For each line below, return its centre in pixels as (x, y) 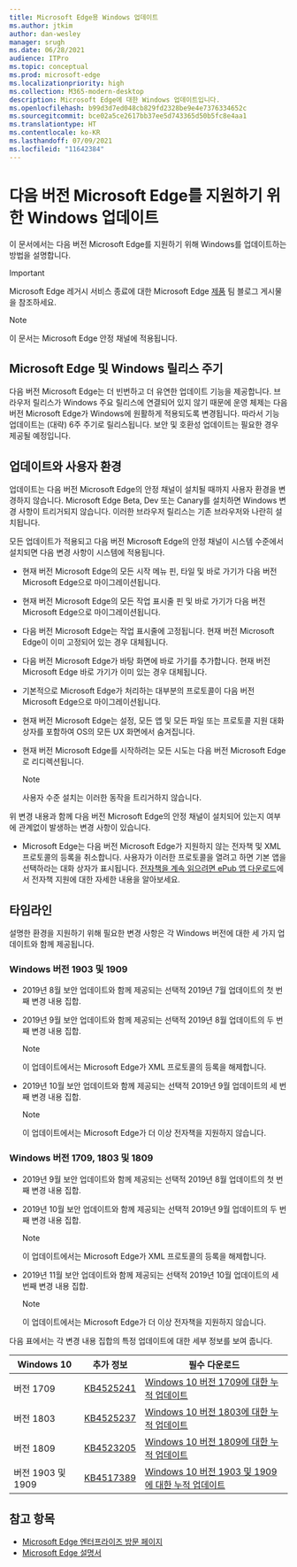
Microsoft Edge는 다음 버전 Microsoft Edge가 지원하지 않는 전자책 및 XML (151, 846)
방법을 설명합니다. (40, 255)
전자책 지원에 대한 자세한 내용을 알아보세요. (106, 880)
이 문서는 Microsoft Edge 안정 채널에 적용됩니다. (94, 338)
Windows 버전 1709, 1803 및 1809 (81, 1158)
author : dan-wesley (45, 34)
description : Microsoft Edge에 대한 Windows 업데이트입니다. (115, 100)
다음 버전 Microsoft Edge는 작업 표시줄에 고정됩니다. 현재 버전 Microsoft (148, 631)
